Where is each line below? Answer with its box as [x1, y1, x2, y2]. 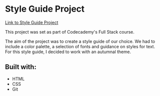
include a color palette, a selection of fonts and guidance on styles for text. [5, 43, 156, 49]
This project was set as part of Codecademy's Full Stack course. [5, 29, 135, 35]
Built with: [5, 63, 36, 71]
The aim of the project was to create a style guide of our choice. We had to [5, 38, 156, 44]
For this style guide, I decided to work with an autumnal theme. [5, 49, 131, 55]
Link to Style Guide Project [5, 19, 58, 25]
